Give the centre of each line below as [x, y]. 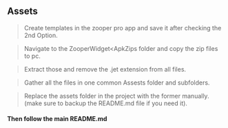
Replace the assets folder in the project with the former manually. [116, 96]
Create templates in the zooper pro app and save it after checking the [123, 28]
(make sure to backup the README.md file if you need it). [106, 103]
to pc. [32, 56]
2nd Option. [41, 35]
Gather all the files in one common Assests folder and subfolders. [117, 83]
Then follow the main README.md [57, 119]
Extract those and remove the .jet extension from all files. [105, 69]
